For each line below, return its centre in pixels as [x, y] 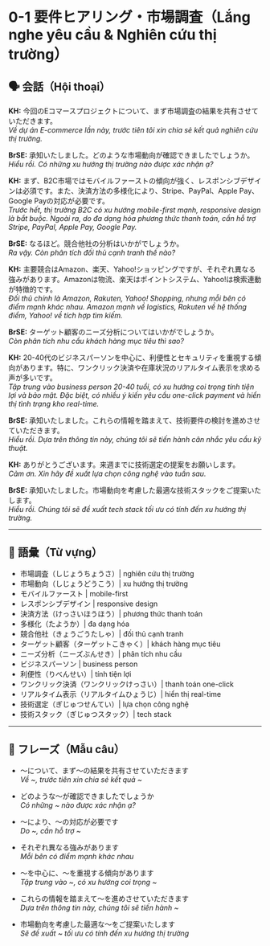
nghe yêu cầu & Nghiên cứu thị [112, 35]
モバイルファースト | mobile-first [74, 593]
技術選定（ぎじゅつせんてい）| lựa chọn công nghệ [104, 704]
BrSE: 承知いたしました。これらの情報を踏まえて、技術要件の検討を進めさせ [135, 420]
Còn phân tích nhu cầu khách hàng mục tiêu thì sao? [96, 341]
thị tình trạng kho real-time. [54, 404]
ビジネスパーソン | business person [79, 664]
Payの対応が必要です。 [72, 201]
